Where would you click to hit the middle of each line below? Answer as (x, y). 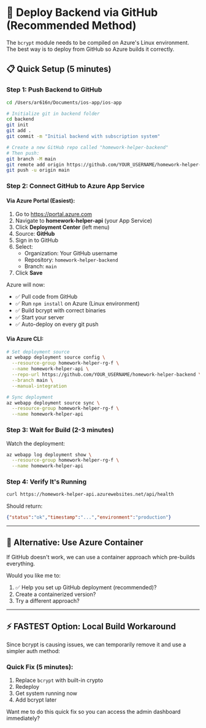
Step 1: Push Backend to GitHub (54, 90)
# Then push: (23, 153)
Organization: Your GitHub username (71, 254)
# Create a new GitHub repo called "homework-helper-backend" (87, 147)
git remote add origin (35, 165)
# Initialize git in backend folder (53, 114)
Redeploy (27, 687)
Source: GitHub (35, 234)
